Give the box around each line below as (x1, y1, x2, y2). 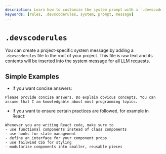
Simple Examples (5, 72, 59, 80)
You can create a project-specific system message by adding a (5, 47, 134, 53)
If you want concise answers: (12, 85, 73, 91)
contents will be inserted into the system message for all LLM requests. (5, 58, 150, 64)
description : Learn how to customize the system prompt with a (5, 7, 138, 12)
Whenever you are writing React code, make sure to (5, 123, 114, 128)
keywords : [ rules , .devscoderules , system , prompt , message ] (5, 12, 134, 17)
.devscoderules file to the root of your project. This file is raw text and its (5, 53, 153, 59)
